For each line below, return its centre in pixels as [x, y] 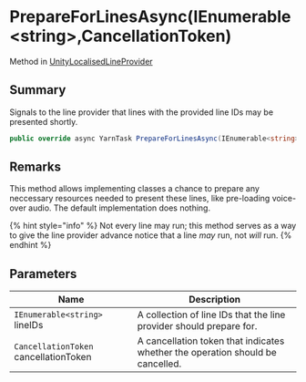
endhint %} [31, 245]
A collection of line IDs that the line [211, 315]
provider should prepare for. [197, 326]
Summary [38, 90]
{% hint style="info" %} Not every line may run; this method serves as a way [153, 226]
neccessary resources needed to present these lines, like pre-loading [140, 199]
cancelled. [159, 364]
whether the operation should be [207, 353]
